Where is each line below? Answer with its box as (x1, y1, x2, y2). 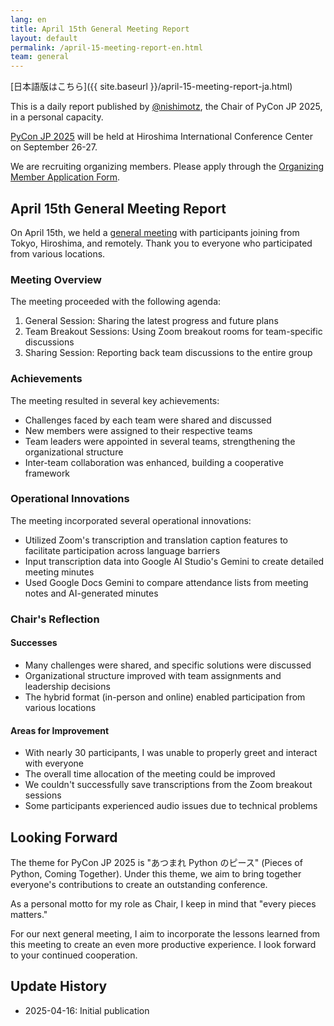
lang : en (10, 14, 47, 25)
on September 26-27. (10, 141, 98, 153)
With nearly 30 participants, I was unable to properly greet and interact (24, 747, 318, 759)
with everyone (24, 757, 84, 770)
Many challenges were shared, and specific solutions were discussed (24, 659, 312, 671)
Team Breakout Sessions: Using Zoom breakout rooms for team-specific (24, 326, 323, 338)
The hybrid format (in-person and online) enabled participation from (24, 691, 306, 703)
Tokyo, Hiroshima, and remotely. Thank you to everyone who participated (10, 237, 313, 249)
